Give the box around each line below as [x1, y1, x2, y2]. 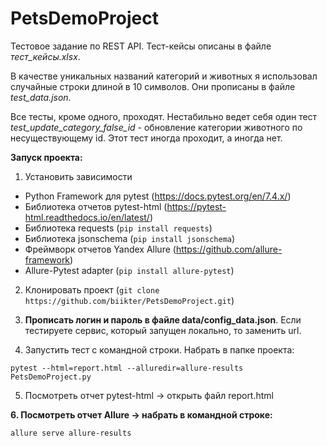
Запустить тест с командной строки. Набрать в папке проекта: [24, 343, 295, 356]
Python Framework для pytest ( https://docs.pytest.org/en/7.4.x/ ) [24, 190, 292, 202]
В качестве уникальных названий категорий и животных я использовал [10, 70, 318, 82]
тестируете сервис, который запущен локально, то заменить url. [24, 324, 302, 336]
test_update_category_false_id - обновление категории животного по [10, 121, 303, 133]
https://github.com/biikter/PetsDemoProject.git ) [24, 294, 235, 306]
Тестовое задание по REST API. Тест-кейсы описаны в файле [10, 40, 272, 52]
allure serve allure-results [10, 428, 132, 438]
